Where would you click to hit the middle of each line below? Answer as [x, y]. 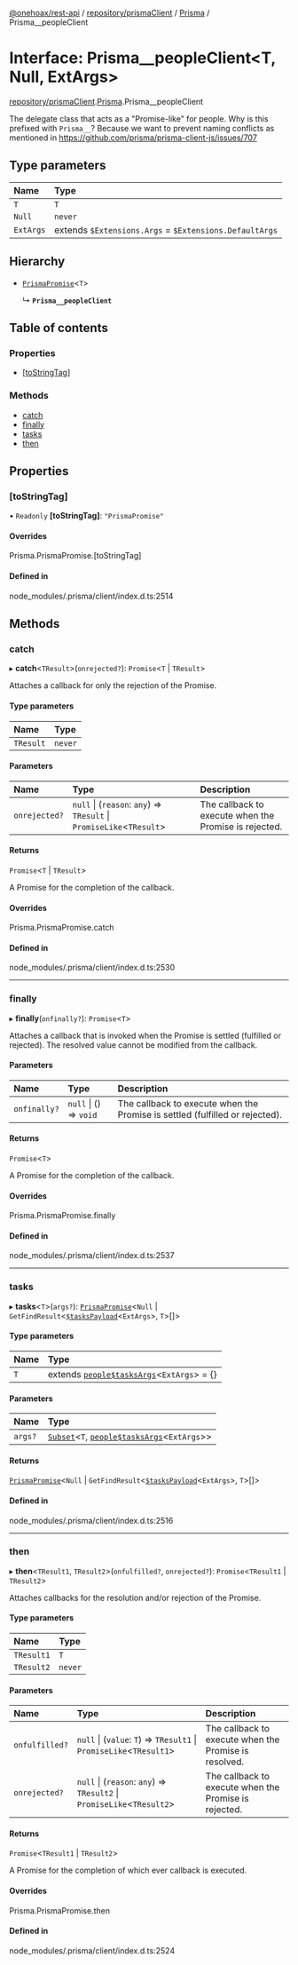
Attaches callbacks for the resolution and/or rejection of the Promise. [135, 1597]
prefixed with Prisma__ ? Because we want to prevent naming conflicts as [142, 128]
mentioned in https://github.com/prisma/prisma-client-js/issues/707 [133, 138]
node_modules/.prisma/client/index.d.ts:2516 [91, 1520]
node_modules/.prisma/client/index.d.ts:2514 [91, 596]
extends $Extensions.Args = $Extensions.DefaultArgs [166, 230]
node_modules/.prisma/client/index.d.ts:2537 [92, 1256]
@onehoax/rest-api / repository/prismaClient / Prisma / [110, 13]
